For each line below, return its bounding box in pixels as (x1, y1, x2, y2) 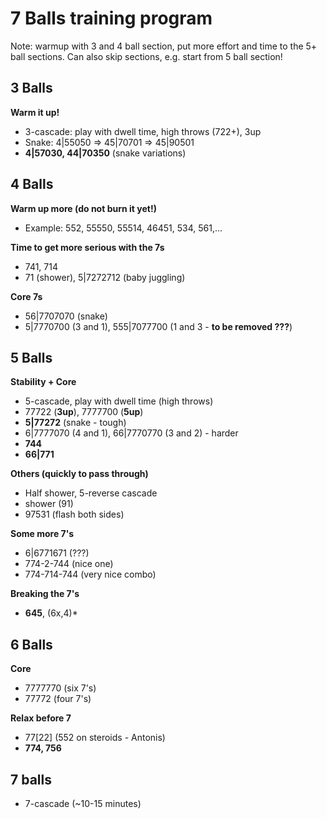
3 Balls (10, 80, 53, 97)
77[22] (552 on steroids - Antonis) (24, 732, 166, 744)
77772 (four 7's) (24, 693, 92, 705)
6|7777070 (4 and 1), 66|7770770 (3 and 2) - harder (24, 427, 239, 439)
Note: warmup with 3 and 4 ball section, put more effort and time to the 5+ (10, 40, 318, 52)
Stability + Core (10, 376, 77, 388)
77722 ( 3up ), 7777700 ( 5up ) (24, 406, 144, 418)
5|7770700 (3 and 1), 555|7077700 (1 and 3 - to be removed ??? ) (24, 320, 293, 332)
